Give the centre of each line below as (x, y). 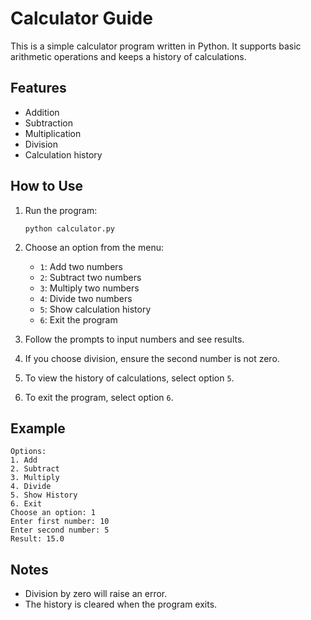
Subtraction (48, 123)
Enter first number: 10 (60, 522)
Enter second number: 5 (60, 530)
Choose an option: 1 (53, 513)
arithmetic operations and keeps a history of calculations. (128, 56)
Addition (42, 112)
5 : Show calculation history (95, 309)
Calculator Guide (81, 18)
